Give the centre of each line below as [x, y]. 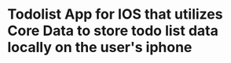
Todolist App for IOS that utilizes [115, 14]
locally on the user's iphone [100, 47]
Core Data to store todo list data [113, 31]
